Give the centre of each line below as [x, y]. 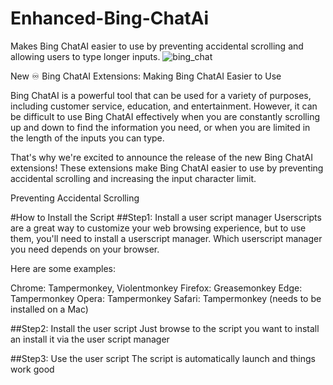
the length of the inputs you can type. [87, 138]
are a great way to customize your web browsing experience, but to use [158, 228]
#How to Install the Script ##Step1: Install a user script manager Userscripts [166, 217]
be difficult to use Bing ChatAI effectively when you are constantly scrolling [165, 116]
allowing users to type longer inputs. [85, 56]
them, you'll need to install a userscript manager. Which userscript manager [166, 238]
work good [32, 369]
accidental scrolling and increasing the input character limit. [133, 178]
